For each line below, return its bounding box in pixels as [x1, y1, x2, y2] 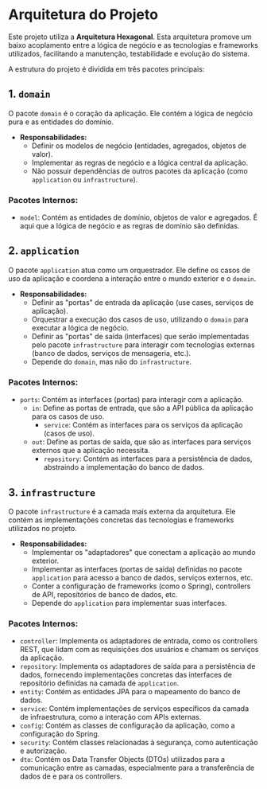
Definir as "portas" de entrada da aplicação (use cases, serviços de [31, 297, 254, 307]
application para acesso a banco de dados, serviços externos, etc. [31, 572, 253, 582]
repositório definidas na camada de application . [19, 678, 180, 688]
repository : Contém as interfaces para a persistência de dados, [43, 454, 253, 463]
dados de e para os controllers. [19, 771, 122, 781]
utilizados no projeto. [8, 523, 77, 533]
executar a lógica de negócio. [31, 322, 130, 332]
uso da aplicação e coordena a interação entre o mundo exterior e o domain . [8, 273, 257, 283]
